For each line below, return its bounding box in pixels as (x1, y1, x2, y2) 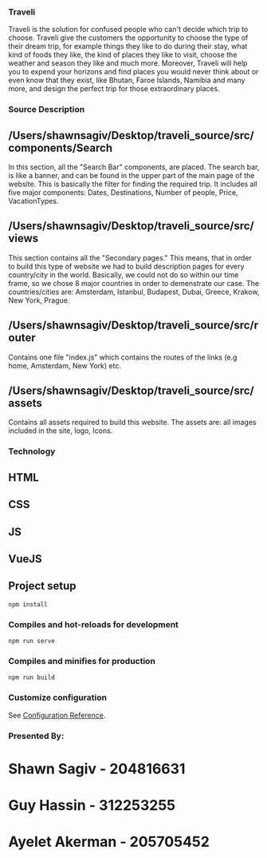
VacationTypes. (8, 197, 59, 206)
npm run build (8, 673, 56, 681)
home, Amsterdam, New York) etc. (8, 360, 122, 370)
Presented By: (8, 730, 65, 741)
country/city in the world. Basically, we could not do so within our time (8, 270, 239, 280)
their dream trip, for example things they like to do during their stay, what (8, 42, 248, 51)
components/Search (8, 141, 113, 154)
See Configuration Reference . (8, 710, 106, 720)
